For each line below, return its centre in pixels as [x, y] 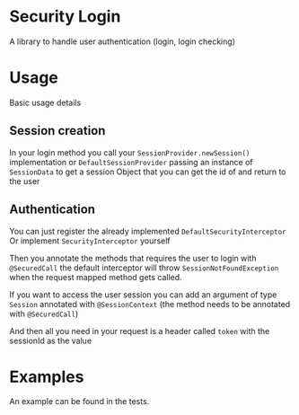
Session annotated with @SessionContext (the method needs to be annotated [150, 304]
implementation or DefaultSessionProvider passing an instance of [131, 162]
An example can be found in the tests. [79, 402]
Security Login [65, 17]
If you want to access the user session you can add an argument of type [143, 295]
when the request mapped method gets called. [96, 277]
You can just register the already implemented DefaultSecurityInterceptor [148, 231]
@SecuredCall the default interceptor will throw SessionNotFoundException [144, 268]
